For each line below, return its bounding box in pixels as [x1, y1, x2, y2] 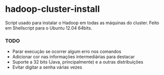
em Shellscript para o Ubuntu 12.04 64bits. [5, 25, 92, 31]
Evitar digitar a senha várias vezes [12, 64, 82, 70]
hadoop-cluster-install [5, 3, 100, 15]
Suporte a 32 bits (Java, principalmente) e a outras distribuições [12, 59, 143, 65]
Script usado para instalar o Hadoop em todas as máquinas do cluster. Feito [5, 20, 160, 26]
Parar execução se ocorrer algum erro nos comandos [12, 48, 122, 55]
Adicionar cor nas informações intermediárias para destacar [12, 54, 135, 60]
